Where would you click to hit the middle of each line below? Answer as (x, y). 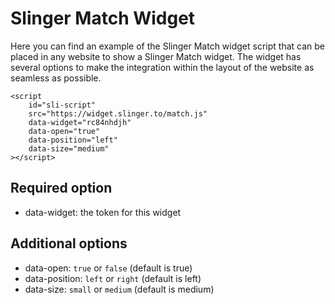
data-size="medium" (69, 148)
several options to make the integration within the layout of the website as (162, 67)
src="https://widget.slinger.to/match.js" (118, 113)
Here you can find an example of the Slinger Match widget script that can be (167, 46)
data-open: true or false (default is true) (108, 268)
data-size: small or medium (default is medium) (119, 289)
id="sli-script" (62, 105)
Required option (61, 188)
